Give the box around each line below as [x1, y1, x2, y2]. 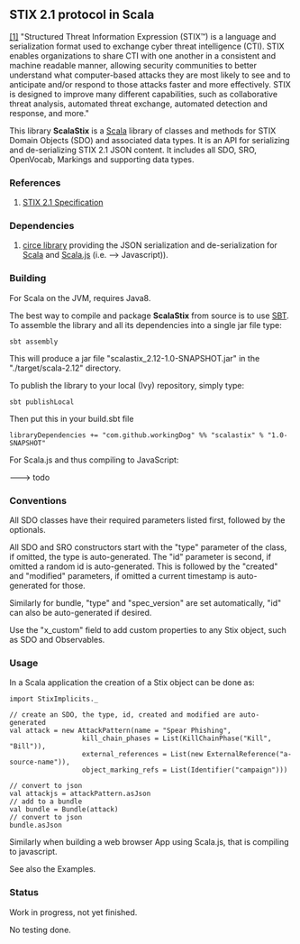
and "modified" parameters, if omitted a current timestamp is [9, 571, 236, 581]
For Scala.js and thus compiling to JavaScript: [9, 454, 179, 465]
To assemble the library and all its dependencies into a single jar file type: [9, 319, 282, 330]
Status [9, 886, 39, 899]
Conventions [9, 494, 68, 507]
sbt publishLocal [9, 397, 75, 407]
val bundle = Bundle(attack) [9, 805, 119, 814]
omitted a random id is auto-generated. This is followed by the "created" [9, 561, 278, 572]
